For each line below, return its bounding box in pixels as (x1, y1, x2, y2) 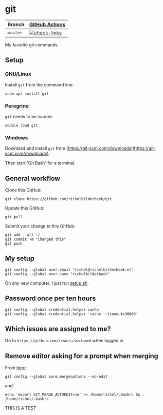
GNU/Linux (5, 71, 32, 78)
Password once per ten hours (5, 294, 96, 303)
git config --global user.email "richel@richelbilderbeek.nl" (5, 267, 134, 272)
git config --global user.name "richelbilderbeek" (5, 271, 110, 276)
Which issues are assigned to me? (5, 325, 111, 333)
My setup (5, 254, 35, 263)
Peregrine (5, 103, 29, 109)
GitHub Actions (29, 21, 66, 28)
